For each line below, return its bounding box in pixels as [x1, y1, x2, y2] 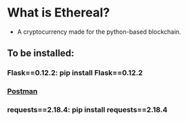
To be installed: [7, 47, 74, 59]
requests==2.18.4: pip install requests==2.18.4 [7, 105, 168, 115]
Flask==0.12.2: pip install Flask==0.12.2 [7, 68, 143, 78]
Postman [7, 87, 38, 96]
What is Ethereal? [7, 5, 110, 21]
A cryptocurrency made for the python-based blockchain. [17, 27, 181, 36]
